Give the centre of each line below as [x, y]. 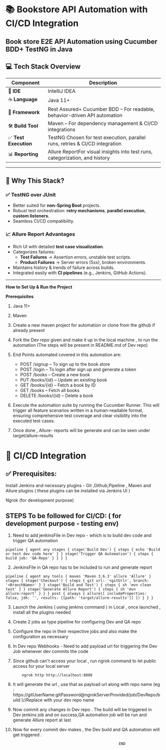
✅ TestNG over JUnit [31, 195]
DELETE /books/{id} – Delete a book [57, 396]
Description [103, 83]
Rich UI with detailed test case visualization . [58, 247]
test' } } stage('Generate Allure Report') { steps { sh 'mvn [71, 589]
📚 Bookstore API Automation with [77, 10]
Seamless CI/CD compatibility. [43, 221]
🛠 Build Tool [23, 126]
